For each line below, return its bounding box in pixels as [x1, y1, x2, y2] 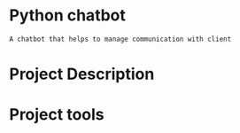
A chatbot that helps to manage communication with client [9, 35, 232, 43]
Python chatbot [9, 5, 127, 26]
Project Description [9, 64, 155, 84]
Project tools [9, 105, 105, 125]
